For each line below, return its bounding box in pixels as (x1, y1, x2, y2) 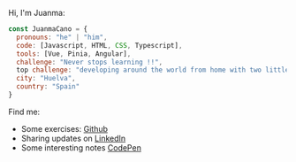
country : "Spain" (16, 82, 80, 91)
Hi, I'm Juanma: (8, 8, 65, 18)
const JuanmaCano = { (8, 25, 88, 34)
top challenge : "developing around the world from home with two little (16, 66, 290, 74)
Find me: (8, 106, 41, 117)
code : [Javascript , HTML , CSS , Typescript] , (16, 41, 183, 50)
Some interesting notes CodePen (20, 142, 142, 153)
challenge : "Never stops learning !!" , (16, 58, 163, 66)
